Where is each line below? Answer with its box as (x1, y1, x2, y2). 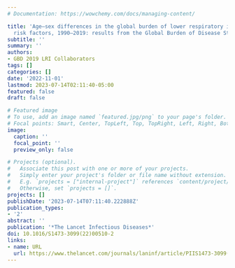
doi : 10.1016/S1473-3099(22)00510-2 (7, 230, 114, 237)
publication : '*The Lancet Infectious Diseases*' (7, 224, 155, 231)
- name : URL (7, 243, 42, 251)
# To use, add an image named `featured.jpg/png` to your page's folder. (7, 113, 227, 121)
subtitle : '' (7, 36, 45, 43)
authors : (7, 49, 33, 56)
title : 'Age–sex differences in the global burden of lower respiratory (7, 22, 224, 30)
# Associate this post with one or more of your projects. (7, 165, 190, 172)
